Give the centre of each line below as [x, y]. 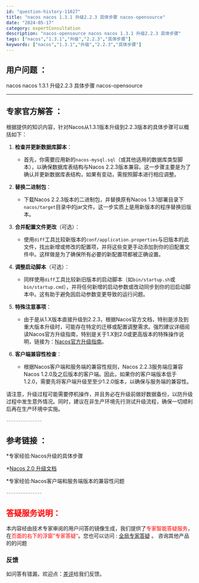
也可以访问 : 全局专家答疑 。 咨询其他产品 [139, 536]
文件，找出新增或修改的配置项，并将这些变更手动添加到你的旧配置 [104, 247]
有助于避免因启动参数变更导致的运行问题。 [96, 294]
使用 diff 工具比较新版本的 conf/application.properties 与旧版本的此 [106, 239]
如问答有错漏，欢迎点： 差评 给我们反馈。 [55, 574]
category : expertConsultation [44, 28]
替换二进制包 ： [33, 186]
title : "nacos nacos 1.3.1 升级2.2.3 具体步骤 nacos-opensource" [86, 17]
